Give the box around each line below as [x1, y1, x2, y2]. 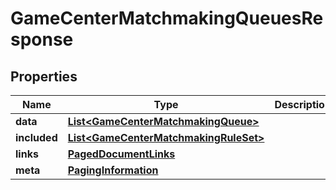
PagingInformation [67, 163, 159, 177]
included [15, 131, 58, 144]
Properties [10, 68, 78, 85]
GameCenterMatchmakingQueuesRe [10, 7, 324, 30]
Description [274, 98, 332, 111]
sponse [10, 28, 74, 51]
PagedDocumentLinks [67, 147, 176, 161]
